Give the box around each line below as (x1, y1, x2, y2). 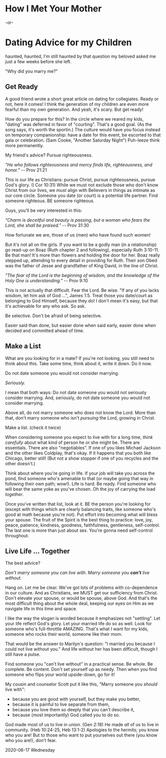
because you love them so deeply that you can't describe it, (12, 707, 135, 713)
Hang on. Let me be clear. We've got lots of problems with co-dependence (5, 585, 158, 590)
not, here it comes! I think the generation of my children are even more (5, 101, 149, 107)
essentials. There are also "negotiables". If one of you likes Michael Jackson (5, 444, 161, 450)
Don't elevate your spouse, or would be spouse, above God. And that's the (5, 595, 158, 601)
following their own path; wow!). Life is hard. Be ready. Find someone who (5, 481, 157, 487)
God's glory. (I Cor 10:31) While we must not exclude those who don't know (5, 182, 159, 188)
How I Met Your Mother (5, 3, 102, 14)
